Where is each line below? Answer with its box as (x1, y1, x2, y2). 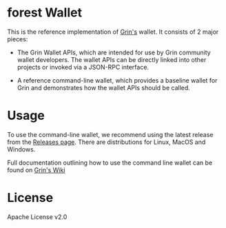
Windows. (7, 145, 36, 153)
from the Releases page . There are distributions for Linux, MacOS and (7, 138, 206, 146)
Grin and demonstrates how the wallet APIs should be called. (17, 83, 191, 92)
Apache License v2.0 (7, 212, 68, 221)
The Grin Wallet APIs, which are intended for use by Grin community (17, 48, 212, 56)
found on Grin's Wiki (7, 165, 65, 174)
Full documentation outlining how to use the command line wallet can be (7, 158, 213, 167)
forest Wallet (7, 5, 83, 21)
